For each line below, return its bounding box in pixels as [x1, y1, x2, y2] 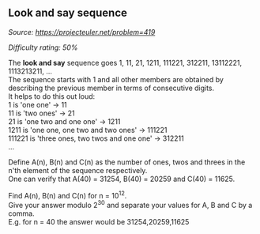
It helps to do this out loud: [8, 91, 96, 101]
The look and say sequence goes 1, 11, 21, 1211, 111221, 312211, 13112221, [8, 58, 243, 67]
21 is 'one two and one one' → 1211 [8, 116, 121, 126]
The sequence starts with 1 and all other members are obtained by [8, 74, 224, 84]
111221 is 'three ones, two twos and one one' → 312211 [8, 134, 184, 143]
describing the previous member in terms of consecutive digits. [8, 83, 215, 92]
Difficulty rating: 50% [8, 43, 78, 52]
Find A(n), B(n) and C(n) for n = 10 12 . [8, 189, 127, 200]
